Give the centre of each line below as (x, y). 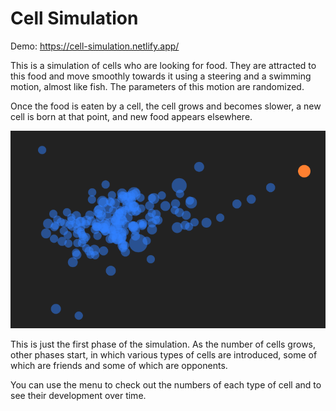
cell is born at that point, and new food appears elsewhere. (131, 116)
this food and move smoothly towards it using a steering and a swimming (161, 76)
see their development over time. (78, 396)
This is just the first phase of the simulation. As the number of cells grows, (163, 344)
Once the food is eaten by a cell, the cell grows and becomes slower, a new (166, 106)
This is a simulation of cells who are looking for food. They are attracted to (163, 65)
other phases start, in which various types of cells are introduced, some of (164, 355)
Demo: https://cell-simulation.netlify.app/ (95, 46)
